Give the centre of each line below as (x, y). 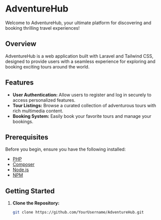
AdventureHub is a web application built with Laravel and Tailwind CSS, (79, 56)
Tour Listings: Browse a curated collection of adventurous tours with (84, 105)
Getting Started (30, 191)
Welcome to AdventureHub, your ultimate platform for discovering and (78, 23)
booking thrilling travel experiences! (42, 28)
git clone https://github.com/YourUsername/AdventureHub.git (78, 212)
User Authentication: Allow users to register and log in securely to (82, 95)
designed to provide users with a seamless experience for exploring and (80, 61)
